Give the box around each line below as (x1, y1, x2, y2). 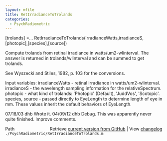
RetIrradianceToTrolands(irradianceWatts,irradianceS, (34, 35, 144, 41)
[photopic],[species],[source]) (5, 40, 67, 46)
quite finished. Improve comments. (5, 116, 77, 122)
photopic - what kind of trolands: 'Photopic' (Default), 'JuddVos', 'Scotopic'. (5, 90, 160, 96)
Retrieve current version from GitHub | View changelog (49, 126, 163, 132)
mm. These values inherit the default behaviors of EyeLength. (5, 101, 132, 107)
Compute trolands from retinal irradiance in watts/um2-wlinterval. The (5, 50, 149, 56)
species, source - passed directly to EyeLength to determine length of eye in (5, 96, 163, 102)
